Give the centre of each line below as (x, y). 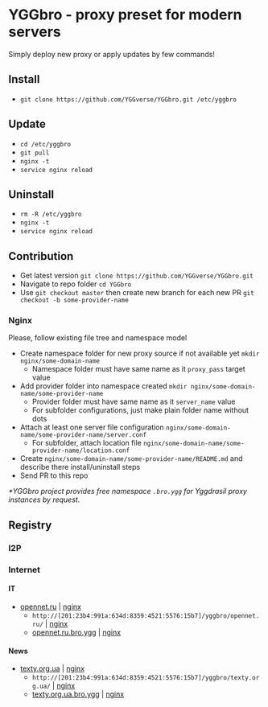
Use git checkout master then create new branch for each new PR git (137, 293)
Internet (25, 569)
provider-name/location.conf (81, 451)
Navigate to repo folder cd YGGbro (76, 284)
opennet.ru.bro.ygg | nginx (76, 632)
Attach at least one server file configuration (92, 427)
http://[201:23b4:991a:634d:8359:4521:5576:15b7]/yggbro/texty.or (146, 678)
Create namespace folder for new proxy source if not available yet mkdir (140, 353)
